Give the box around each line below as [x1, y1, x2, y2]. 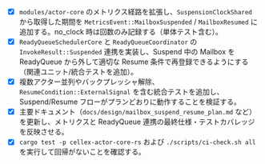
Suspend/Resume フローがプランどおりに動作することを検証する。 [18, 97, 242, 106]
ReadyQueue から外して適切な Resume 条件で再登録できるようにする [18, 57, 249, 66]
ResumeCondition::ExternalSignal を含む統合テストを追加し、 [18, 87, 224, 97]
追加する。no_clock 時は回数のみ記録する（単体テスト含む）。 [18, 27, 223, 37]
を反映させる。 [18, 127, 69, 137]
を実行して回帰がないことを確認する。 [18, 147, 146, 157]
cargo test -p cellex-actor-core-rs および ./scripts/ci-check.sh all [18, 137, 257, 146]
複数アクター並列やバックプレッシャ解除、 [18, 77, 159, 86]
